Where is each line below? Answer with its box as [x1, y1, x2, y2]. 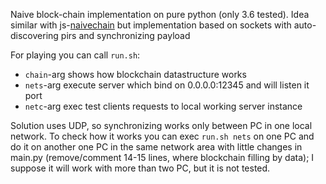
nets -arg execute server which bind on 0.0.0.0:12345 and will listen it [24, 79, 310, 91]
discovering [10, 30, 59, 41]
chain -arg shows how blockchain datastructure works [24, 69, 247, 80]
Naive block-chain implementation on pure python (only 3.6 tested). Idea [10, 9, 310, 20]
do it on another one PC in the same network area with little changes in [10, 141, 303, 153]
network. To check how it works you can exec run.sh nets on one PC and [10, 130, 315, 142]
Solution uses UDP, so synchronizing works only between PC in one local [10, 120, 313, 131]
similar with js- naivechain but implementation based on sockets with [10, 19, 292, 31]
